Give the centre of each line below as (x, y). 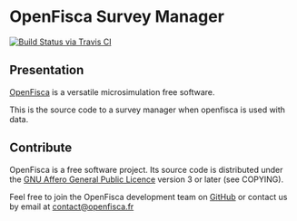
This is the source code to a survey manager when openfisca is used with (148, 110)
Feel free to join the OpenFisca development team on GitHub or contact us (148, 197)
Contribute (41, 148)
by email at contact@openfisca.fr (72, 207)
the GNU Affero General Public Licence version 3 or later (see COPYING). (147, 179)
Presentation (47, 70)
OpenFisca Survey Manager (117, 17)
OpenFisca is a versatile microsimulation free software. (112, 91)
